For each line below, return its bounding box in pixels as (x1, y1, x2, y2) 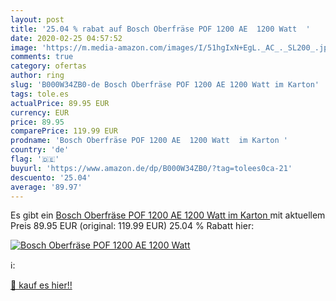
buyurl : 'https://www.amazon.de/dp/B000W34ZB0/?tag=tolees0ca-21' (10, 163, 293, 173)
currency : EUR (10, 107, 70, 118)
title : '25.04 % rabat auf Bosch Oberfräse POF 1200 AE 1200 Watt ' (10, 24, 311, 34)
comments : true (10, 52, 74, 62)
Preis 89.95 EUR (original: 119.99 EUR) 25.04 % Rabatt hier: (10, 220, 255, 232)
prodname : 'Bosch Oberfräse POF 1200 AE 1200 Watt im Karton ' (10, 136, 288, 146)
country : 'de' (10, 145, 70, 155)
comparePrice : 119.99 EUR (10, 126, 118, 136)
